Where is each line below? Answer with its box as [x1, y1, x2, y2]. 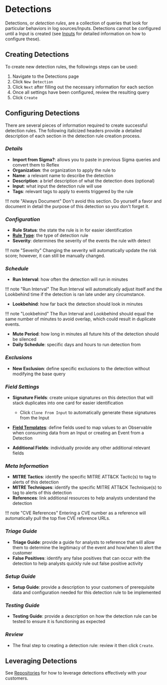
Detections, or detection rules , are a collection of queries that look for [5, 20, 148, 26]
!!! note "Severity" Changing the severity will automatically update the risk [5, 247, 157, 253]
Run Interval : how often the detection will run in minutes [12, 276, 128, 282]
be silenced [12, 336, 36, 342]
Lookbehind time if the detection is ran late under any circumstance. [5, 291, 146, 297]
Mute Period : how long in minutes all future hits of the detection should [12, 331, 159, 337]
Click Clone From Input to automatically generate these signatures [19, 410, 156, 416]
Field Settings [5, 383, 39, 390]
